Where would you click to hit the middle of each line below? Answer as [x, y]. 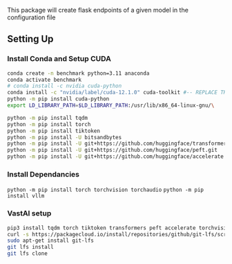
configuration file [31, 17]
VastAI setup [29, 213]
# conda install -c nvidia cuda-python [65, 86]
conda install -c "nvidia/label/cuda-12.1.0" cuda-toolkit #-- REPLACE [112, 93]
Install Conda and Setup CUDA [59, 59]
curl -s [18, 234]
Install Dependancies [43, 174]
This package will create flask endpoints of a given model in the [98, 10]
